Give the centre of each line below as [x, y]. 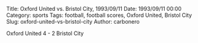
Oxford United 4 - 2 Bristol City [45, 33]
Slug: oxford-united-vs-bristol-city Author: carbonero [73, 21]
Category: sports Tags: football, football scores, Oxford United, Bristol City [99, 15]
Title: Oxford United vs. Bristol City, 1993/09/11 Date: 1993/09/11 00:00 [94, 9]
